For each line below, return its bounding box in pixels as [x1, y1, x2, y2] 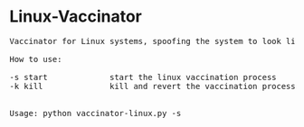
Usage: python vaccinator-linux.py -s [9, 108, 182, 118]
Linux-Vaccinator [9, 6, 143, 27]
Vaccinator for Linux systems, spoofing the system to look [9, 36, 282, 46]
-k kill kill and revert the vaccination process [9, 81, 296, 91]
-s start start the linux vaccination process [9, 72, 278, 82]
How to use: [9, 54, 62, 64]
